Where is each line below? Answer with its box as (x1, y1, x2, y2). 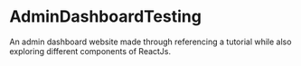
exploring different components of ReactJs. (9, 45, 172, 56)
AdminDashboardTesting (9, 6, 202, 27)
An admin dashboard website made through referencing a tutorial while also (9, 36, 292, 47)
